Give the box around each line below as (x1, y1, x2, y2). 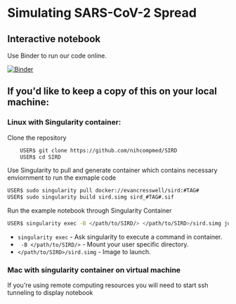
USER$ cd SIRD (20, 153, 61, 161)
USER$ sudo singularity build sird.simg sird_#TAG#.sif (7, 194, 174, 201)
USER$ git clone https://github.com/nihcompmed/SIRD (20, 147, 178, 154)
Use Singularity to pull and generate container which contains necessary (7, 166, 218, 175)
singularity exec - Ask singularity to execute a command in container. (17, 233, 223, 242)
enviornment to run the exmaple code (7, 173, 117, 182)
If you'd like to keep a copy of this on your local (7, 86, 218, 98)
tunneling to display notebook (7, 289, 93, 297)
